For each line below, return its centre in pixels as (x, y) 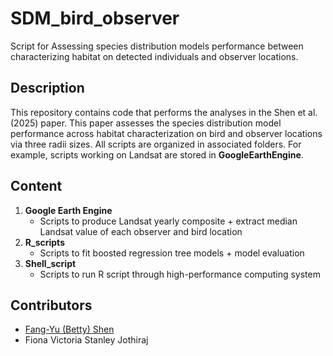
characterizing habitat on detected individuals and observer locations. (154, 56)
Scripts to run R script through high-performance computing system (180, 274)
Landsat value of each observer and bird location (141, 231)
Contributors (51, 305)
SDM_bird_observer (95, 18)
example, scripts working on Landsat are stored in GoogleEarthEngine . (157, 154)
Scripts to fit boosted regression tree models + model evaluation (172, 253)
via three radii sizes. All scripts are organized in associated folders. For (156, 144)
